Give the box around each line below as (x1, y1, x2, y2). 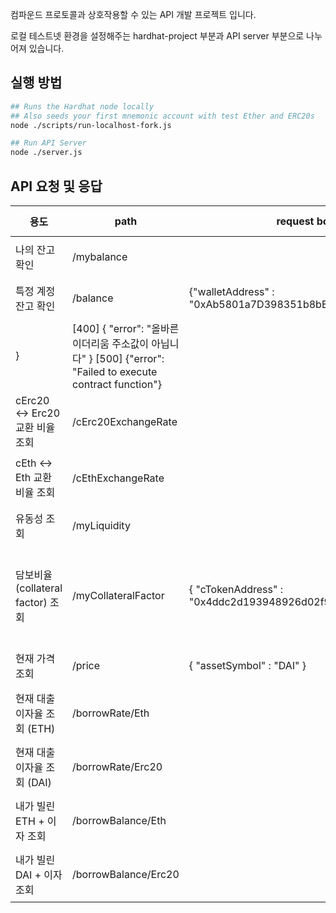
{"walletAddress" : (188, 285, 275, 298)
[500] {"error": (95, 352, 165, 365)
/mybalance (72, 250, 128, 263)
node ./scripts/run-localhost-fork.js (10, 120, 172, 130)
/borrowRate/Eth (72, 706, 150, 720)
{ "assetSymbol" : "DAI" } (188, 659, 307, 672)
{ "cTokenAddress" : (188, 583, 284, 596)
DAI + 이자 (15, 868, 63, 882)
